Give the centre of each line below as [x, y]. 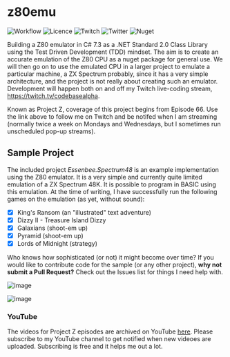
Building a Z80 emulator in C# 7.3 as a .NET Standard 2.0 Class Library [108, 44]
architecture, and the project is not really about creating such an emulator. [113, 81]
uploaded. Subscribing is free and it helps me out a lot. [85, 347]
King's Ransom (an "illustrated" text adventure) [84, 212]
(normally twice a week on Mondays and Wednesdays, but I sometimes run [114, 124]
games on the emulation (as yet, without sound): [76, 199]
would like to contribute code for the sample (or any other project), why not [115, 265]
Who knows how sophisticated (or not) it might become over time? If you [111, 258]
